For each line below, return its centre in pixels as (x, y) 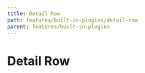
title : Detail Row (34, 14)
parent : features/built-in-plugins (59, 26)
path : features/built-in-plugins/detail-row (72, 20)
